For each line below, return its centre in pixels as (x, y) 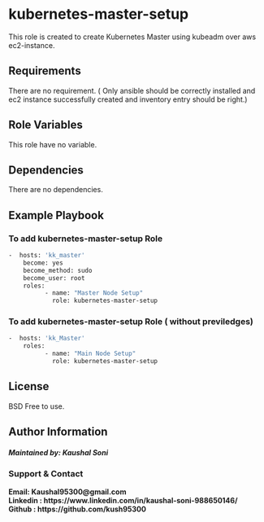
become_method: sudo (58, 270)
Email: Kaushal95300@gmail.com (67, 491)
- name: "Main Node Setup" (90, 354)
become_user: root (54, 278)
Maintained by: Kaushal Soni (58, 452)
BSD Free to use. (37, 406)
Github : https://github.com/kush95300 (77, 509)
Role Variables (45, 125)
